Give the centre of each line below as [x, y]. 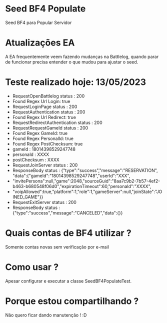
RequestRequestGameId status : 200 [50, 127]
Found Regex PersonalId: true [43, 138]
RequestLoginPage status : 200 [45, 106]
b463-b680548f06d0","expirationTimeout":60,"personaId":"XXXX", [82, 186]
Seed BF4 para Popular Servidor [38, 22]
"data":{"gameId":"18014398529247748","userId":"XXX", [71, 175]
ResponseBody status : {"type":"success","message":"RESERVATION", [85, 170]
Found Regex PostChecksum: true [47, 143]
